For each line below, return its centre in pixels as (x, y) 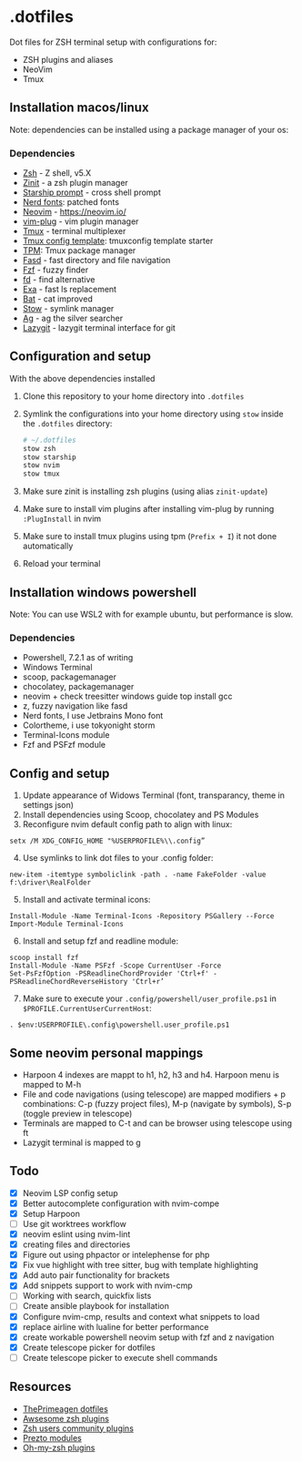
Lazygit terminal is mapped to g (81, 1142)
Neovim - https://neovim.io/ (74, 212)
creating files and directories (76, 1244)
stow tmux (41, 474)
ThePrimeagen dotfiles (65, 1408)
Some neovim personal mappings (106, 1053)
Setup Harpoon (51, 1213)
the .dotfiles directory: (67, 423)
